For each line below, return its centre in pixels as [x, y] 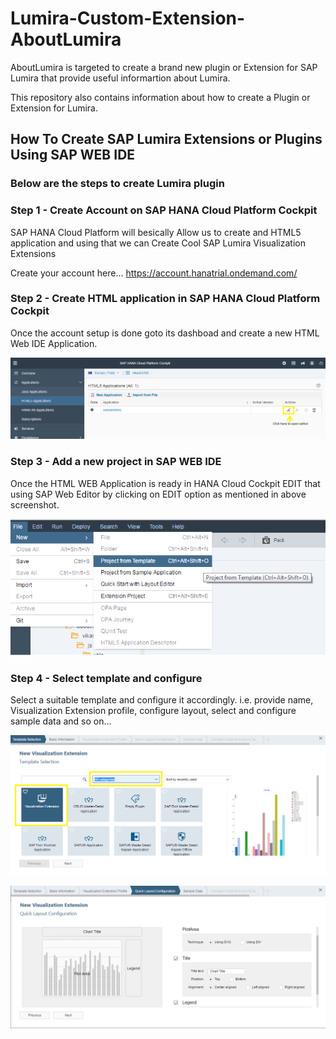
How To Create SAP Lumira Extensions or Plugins [166, 139]
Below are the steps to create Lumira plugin [117, 184]
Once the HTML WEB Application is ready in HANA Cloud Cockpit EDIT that [165, 483]
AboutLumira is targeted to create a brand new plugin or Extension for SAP [164, 67]
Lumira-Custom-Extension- [128, 18]
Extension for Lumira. [54, 108]
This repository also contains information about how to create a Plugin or [160, 97]
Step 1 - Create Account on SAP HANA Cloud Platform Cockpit [164, 210]
